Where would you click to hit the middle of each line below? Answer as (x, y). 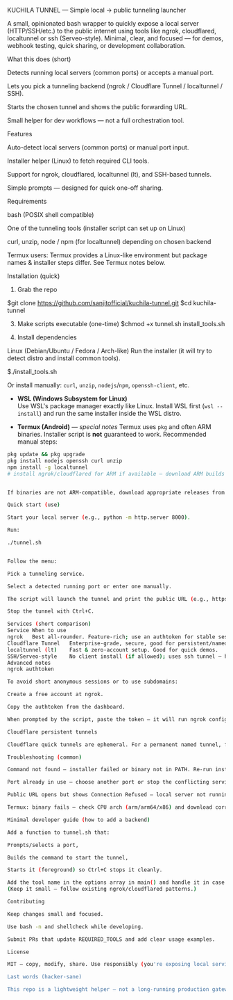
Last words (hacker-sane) (44, 977)
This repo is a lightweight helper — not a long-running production (108, 990)
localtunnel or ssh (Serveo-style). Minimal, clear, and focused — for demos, (115, 38)
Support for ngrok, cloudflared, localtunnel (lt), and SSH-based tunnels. (110, 174)
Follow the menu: (32, 561)
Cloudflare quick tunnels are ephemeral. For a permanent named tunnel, (114, 744)
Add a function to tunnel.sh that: (59, 832)
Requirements (27, 201)
